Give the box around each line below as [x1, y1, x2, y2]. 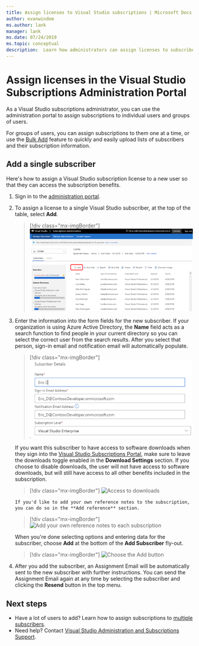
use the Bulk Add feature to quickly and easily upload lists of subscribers [6, 136, 185, 143]
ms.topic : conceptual [6, 41, 60, 47]
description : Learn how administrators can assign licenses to [6, 47, 168, 53]
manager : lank [6, 28, 41, 34]
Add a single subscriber [6, 159, 96, 169]
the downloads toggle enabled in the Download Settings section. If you [14, 457, 190, 464]
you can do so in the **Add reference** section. [14, 505, 140, 512]
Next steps [6, 599, 47, 609]
